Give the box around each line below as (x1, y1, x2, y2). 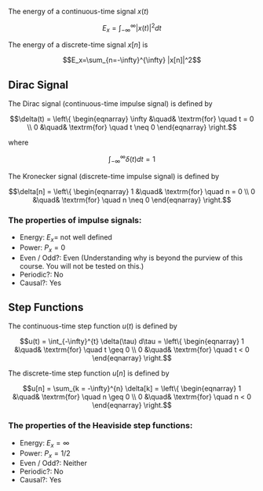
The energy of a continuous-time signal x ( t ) (8, 7, 149, 16)
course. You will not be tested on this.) (19, 261, 144, 270)
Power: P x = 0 (19, 243, 66, 254)
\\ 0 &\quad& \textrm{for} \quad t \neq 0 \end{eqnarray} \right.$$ (27, 123, 237, 132)
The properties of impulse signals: (8, 214, 142, 225)
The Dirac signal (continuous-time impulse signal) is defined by (8, 99, 214, 108)
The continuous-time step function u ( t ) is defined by (8, 321, 178, 331)
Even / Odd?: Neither (19, 459, 88, 468)
